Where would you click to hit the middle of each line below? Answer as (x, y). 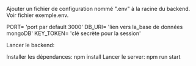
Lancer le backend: (31, 45)
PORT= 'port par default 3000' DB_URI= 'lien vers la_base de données (95, 27)
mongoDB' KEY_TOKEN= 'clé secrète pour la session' (74, 33)
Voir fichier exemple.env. (38, 15)
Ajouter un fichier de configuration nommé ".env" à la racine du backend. (98, 9)
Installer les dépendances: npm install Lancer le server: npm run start (93, 57)
